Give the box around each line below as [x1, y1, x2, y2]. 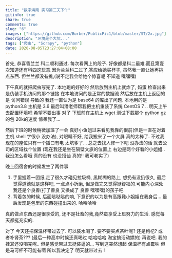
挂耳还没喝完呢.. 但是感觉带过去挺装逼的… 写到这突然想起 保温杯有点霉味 [5, 241, 160, 247]
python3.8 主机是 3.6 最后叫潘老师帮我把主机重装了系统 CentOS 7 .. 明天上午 [5, 103, 167, 109]
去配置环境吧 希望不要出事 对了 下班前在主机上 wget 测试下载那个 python [5, 110, 160, 116]
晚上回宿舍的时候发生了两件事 [5, 163, 68, 169]
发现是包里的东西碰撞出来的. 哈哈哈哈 [17, 200, 97, 206]
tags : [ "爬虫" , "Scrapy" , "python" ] [5, 41, 82, 46]
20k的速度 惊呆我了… [15, 116, 61, 122]
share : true [5, 17, 31, 22]
